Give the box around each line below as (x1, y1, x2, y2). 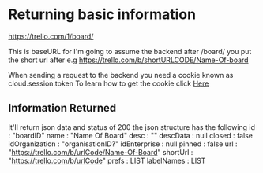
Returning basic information (8, 6, 196, 24)
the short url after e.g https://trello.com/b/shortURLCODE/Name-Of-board (8, 55, 249, 64)
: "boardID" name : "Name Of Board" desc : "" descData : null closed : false (8, 131, 253, 140)
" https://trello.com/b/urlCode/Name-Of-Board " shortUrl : (8, 147, 193, 156)
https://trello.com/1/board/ (8, 31, 94, 41)
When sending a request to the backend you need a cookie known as (8, 70, 234, 79)
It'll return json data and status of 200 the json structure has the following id (8, 122, 255, 131)
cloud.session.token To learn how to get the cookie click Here (8, 79, 209, 88)
